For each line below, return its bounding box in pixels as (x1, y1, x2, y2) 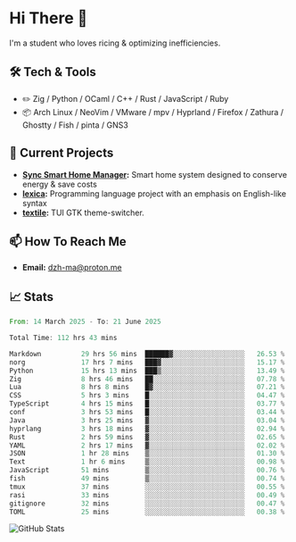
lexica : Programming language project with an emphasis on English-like (21, 188, 287, 199)
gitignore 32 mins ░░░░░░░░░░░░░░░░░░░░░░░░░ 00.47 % (9, 499, 285, 508)
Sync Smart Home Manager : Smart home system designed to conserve (21, 169, 288, 179)
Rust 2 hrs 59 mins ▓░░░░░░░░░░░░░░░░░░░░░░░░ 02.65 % (9, 432, 285, 441)
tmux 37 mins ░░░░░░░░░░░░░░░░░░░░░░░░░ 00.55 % (9, 482, 285, 491)
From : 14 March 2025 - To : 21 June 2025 (9, 317, 162, 327)
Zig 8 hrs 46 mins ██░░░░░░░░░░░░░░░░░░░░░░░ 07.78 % (9, 374, 285, 383)
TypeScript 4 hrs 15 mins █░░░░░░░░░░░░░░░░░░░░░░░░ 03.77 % (9, 399, 285, 409)
